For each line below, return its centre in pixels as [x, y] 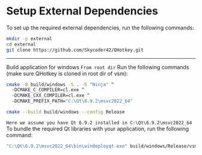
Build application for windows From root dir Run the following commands [98, 67]
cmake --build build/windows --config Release [66, 112]
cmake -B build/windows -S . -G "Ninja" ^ [60, 84]
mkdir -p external [29, 38]
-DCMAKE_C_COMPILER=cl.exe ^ [48, 90]
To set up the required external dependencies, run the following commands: [100, 28]
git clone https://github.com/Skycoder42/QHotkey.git [75, 50]
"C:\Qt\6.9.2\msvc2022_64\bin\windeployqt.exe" [67, 146]
